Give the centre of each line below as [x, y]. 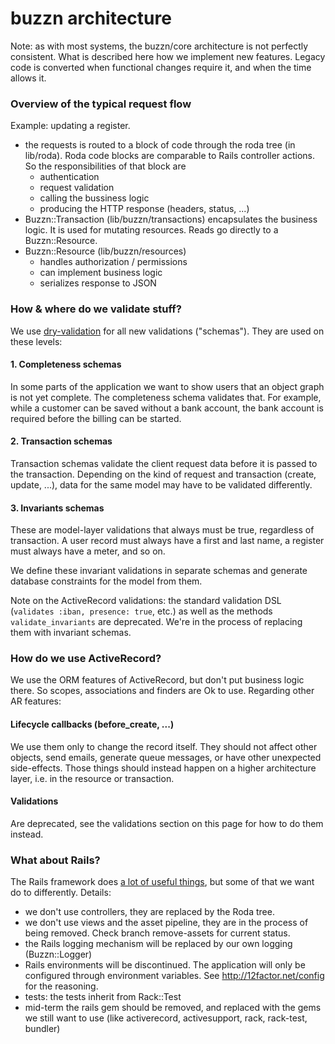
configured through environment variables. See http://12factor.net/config [174, 976]
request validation [77, 188]
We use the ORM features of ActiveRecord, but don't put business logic [157, 680]
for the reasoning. [61, 986]
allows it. [28, 78]
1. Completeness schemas [66, 364]
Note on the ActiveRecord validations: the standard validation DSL [146, 601]
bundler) [42, 1029]
